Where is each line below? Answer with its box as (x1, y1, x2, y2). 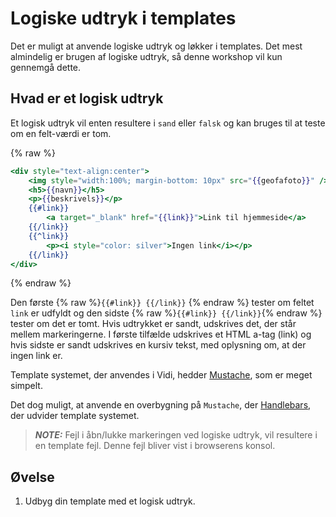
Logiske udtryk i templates (10, 7, 237, 30)
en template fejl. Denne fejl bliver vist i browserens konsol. (34, 440, 276, 452)
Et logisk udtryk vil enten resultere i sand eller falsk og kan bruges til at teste (10, 117, 326, 129)
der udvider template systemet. (10, 410, 140, 422)
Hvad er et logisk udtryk (10, 90, 164, 107)
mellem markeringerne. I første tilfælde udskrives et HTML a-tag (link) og (10, 328, 312, 341)
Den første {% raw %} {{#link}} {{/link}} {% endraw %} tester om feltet (10, 297, 315, 309)
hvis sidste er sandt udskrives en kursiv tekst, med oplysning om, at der (10, 339, 307, 351)
